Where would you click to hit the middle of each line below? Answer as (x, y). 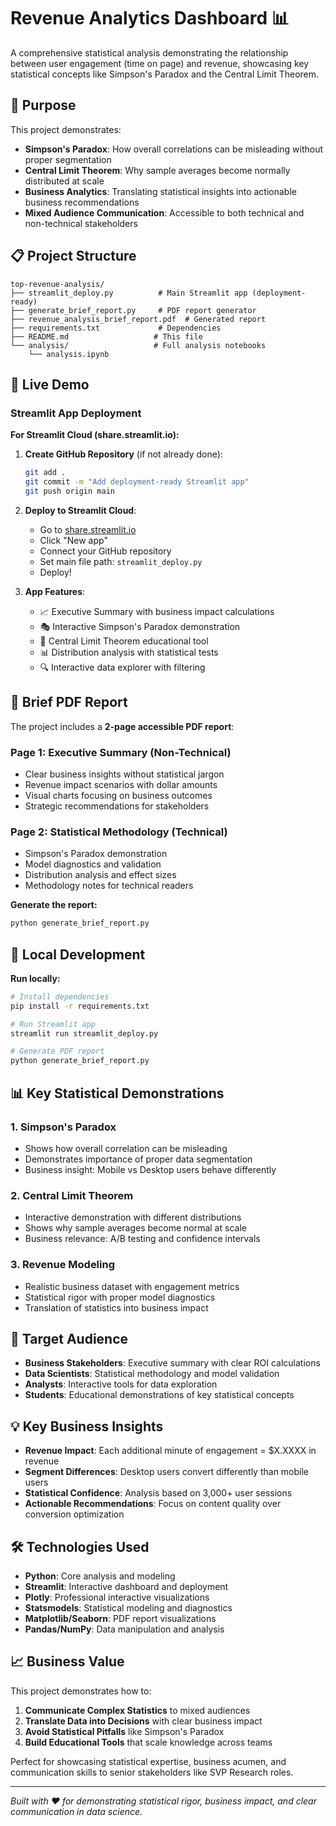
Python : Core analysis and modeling (100, 1576)
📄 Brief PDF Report (69, 702)
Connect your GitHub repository (105, 551)
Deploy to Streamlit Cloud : (80, 510)
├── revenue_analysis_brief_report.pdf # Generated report (138, 319)
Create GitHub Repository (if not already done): (123, 454)
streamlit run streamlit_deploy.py (84, 1033)
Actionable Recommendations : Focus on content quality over (153, 1504)
